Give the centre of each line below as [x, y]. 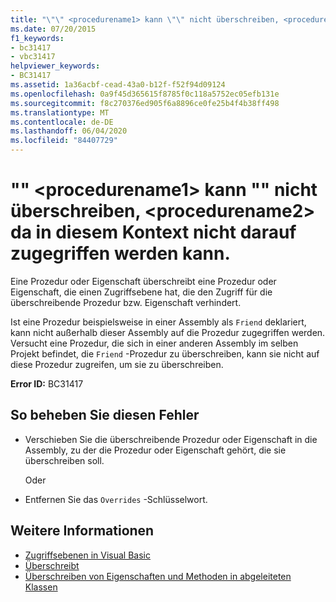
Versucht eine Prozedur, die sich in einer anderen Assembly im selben [154, 343]
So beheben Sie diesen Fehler [105, 415]
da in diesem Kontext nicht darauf [153, 232]
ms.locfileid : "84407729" [64, 141]
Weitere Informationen [82, 531]
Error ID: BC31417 [47, 383]
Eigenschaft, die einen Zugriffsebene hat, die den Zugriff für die [141, 292]
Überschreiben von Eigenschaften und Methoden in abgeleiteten [158, 576]
